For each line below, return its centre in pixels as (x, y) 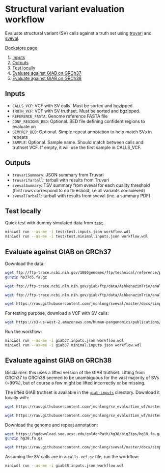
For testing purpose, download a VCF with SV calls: (57, 313)
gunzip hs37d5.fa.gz (26, 277)
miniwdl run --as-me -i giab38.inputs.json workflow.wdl (65, 466)
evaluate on (24, 126)
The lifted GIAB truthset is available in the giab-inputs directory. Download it (82, 392)
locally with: (17, 397)
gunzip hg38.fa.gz (24, 439)
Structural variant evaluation (65, 9)
